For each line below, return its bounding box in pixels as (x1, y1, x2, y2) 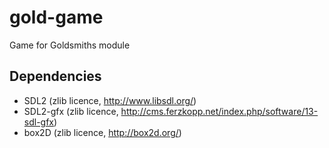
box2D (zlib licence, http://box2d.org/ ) (23, 126, 182, 138)
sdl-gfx (23, 116, 54, 128)
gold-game (9, 6, 104, 29)
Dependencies (9, 68, 102, 85)
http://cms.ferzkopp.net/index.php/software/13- (120, 105, 319, 117)
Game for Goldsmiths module (9, 39, 131, 51)
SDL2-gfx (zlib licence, (23, 105, 119, 117)
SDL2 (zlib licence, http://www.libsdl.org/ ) (23, 94, 197, 106)
